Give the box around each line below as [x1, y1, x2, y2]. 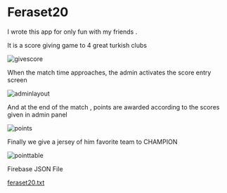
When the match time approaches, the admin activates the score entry [7, 68, 212, 76]
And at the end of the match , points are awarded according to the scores [7, 102, 220, 111]
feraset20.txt [7, 178, 45, 187]
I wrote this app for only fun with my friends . [7, 27, 138, 36]
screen [7, 75, 28, 84]
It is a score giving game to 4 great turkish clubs [7, 41, 148, 49]
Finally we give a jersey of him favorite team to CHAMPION [7, 138, 178, 146]
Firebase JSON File [7, 164, 63, 173]
